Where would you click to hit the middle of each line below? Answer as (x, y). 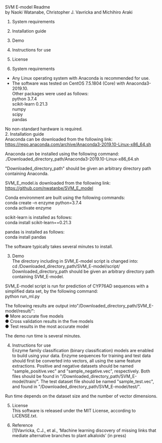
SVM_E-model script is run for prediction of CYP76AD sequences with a (77, 286)
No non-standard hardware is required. (44, 129)
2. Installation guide (25, 134)
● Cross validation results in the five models (49, 321)
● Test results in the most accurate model (47, 326)
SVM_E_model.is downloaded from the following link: (58, 183)
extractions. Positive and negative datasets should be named (73, 366)
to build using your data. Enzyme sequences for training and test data (81, 355)
